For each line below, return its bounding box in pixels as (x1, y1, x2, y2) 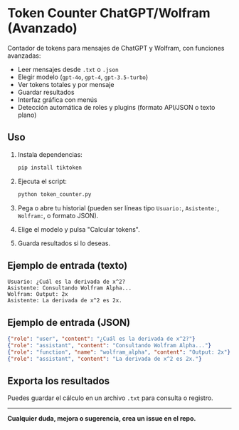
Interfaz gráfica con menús (17, 95, 97, 104)
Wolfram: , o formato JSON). (17, 211, 99, 220)
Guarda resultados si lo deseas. (17, 239, 111, 247)
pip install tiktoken (17, 164, 82, 171)
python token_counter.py (17, 190, 92, 198)
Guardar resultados (17, 88, 75, 96)
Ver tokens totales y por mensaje (17, 80, 115, 88)
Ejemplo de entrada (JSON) (7, 316, 130, 329)
